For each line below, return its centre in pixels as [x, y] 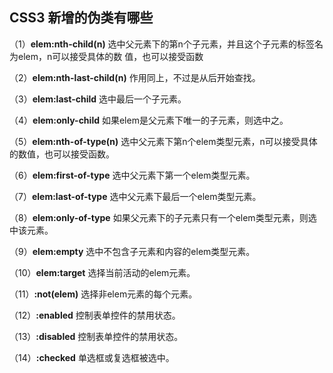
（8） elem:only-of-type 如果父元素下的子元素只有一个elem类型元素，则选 [163, 217]
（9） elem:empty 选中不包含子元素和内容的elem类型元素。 [132, 251]
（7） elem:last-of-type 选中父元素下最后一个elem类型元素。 [135, 196]
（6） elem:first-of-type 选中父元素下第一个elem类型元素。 [132, 175]
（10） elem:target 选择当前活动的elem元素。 [102, 272]
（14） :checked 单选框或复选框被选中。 [92, 357]
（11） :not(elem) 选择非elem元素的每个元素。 [103, 294]
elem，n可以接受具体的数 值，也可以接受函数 [110, 56]
